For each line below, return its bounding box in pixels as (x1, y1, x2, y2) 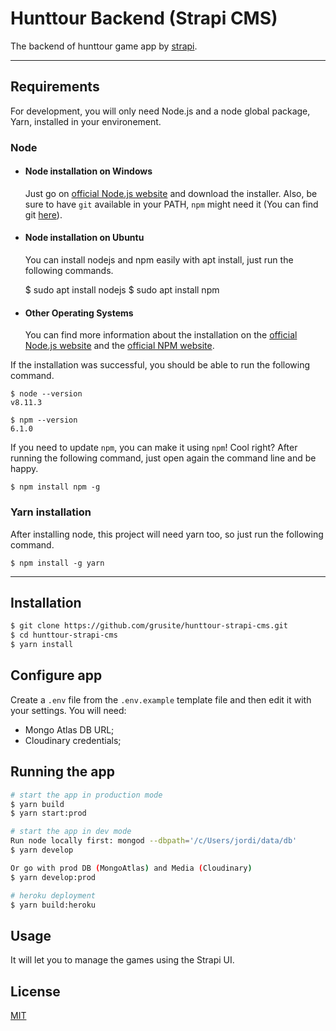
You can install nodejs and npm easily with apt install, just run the (24, 254, 294, 266)
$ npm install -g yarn (10, 558, 105, 568)
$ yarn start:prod (10, 808, 87, 819)
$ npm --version (10, 415, 78, 426)
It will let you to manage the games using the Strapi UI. (10, 954, 235, 966)
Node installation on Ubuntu (24, 232, 145, 244)
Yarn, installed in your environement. (10, 115, 162, 127)
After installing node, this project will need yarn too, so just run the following (10, 528, 324, 540)
